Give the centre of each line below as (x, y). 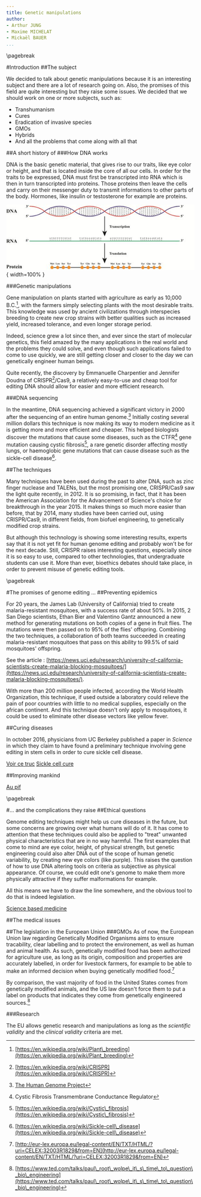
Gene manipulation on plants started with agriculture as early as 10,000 (94, 298)
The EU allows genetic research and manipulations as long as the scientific (99, 1026)
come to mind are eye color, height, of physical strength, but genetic (90, 847)
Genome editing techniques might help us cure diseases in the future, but (97, 822)
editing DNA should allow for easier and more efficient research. (85, 387)
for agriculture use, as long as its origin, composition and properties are (95, 957)
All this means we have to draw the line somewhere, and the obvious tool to (99, 891)
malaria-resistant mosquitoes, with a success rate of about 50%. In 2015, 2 (98, 610)
